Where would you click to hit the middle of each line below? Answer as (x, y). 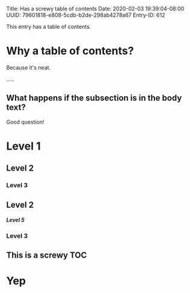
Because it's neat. (29, 67)
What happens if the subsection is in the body (94, 98)
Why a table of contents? (70, 51)
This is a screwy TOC (47, 255)
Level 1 (23, 146)
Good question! (25, 122)
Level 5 (16, 220)
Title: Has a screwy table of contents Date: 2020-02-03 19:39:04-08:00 (95, 9)
